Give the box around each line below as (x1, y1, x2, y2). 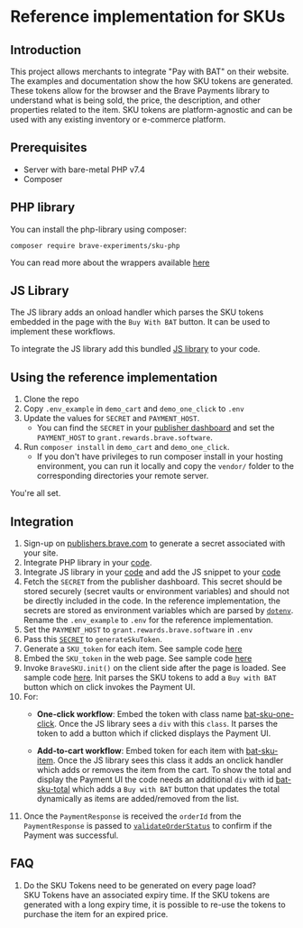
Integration (10, 514, 75, 529)
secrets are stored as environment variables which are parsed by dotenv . (23, 605, 294, 616)
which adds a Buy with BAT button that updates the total (71, 784, 280, 795)
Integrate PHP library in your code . (23, 557, 152, 568)
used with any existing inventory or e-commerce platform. (10, 115, 226, 124)
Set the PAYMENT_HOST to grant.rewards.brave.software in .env (23, 624, 253, 635)
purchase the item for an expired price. (23, 908, 169, 919)
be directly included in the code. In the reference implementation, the (23, 595, 280, 606)
